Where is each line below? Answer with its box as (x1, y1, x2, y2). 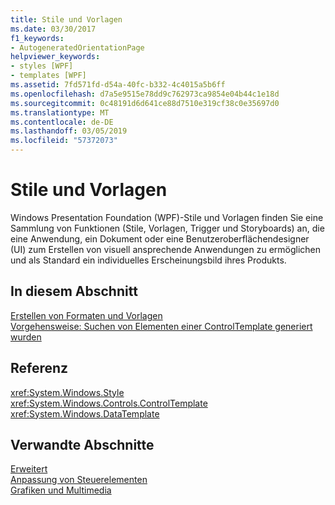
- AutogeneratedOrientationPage (10, 42, 145, 53)
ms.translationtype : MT (10, 107, 110, 118)
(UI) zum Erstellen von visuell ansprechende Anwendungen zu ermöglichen (10, 243, 322, 255)
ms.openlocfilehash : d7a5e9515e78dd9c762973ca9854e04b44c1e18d (10, 89, 280, 99)
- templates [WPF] (10, 71, 87, 81)
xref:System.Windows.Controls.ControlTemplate (10, 397, 208, 409)
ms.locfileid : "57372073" (10, 136, 118, 146)
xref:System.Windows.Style (10, 386, 125, 398)
